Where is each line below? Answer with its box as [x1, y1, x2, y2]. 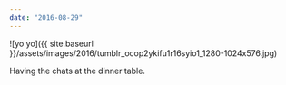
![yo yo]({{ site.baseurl [9, 38, 94, 49]
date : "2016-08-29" [9, 13, 84, 23]
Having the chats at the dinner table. [9, 65, 145, 76]
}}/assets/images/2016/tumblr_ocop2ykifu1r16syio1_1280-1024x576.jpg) [9, 47, 278, 59]
